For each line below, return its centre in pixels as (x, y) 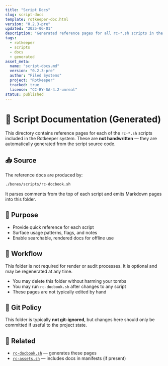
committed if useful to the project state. (46, 325)
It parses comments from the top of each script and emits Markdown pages (83, 194)
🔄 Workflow (24, 254)
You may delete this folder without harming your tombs (69, 281)
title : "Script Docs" (28, 10)
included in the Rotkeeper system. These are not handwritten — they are (81, 139)
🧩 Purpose (22, 215)
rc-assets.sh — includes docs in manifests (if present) (69, 358)
